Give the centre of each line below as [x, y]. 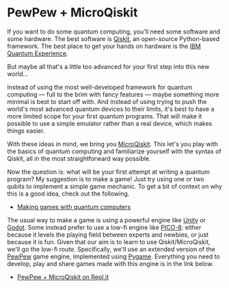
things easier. [26, 131]
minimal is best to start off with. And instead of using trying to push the [107, 101]
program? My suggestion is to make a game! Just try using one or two [106, 179]
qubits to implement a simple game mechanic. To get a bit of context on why [114, 186]
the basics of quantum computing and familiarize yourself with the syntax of [114, 151]
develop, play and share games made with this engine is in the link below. [110, 263]
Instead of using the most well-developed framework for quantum [100, 87]
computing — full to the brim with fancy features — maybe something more [113, 94]
